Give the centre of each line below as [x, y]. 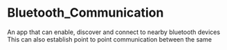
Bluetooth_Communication [85, 13]
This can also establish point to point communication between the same [110, 39]
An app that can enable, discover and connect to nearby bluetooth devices [113, 32]
